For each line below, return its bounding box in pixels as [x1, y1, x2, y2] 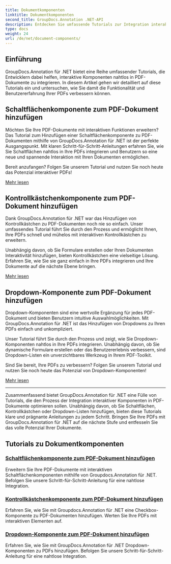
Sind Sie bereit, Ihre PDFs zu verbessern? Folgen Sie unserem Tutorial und [5, 362, 161, 368]
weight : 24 [5, 31, 28, 36]
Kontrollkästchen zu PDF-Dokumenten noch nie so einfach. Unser [5, 221, 144, 227]
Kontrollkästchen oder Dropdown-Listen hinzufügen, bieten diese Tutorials [5, 409, 162, 415]
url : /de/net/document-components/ [5, 36, 81, 41]
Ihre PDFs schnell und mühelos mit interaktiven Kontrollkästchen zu [5, 232, 147, 238]
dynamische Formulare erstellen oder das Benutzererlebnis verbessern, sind [5, 347, 166, 353]
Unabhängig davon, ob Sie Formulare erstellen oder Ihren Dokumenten [5, 247, 154, 253]
